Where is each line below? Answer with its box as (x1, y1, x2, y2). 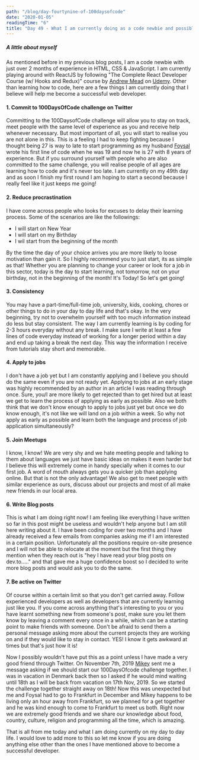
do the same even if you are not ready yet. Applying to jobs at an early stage (6, 379, 192, 386)
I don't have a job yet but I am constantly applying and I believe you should (6, 372, 188, 379)
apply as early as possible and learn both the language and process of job (6, 417, 187, 424)
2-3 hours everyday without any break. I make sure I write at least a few (6, 326, 182, 333)
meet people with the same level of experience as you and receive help (6, 123, 180, 131)
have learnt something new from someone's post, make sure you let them (6, 610, 186, 617)
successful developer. (6, 747, 60, 754)
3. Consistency (6, 288, 44, 295)
